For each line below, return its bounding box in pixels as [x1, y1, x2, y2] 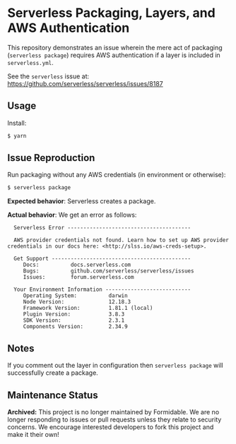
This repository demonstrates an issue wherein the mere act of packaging [7, 43, 223, 52]
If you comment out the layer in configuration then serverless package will [7, 361, 224, 370]
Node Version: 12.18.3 [23, 299, 131, 306]
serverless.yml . [7, 58, 54, 66]
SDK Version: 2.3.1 [23, 317, 125, 324]
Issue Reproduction [7, 152, 95, 164]
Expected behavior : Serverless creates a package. [7, 197, 156, 205]
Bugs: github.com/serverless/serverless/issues [23, 268, 194, 275]
